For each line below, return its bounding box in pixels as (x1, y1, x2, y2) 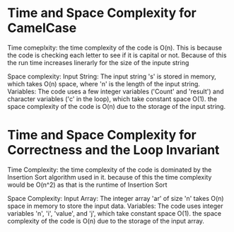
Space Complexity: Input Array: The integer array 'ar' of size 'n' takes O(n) (7, 194, 224, 202)
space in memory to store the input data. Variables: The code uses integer (7, 202, 223, 210)
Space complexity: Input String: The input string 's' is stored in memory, (7, 72, 217, 81)
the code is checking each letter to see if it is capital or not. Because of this (7, 51, 227, 59)
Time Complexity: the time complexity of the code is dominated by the (7, 165, 212, 174)
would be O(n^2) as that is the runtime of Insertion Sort (7, 180, 168, 189)
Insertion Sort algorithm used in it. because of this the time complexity (7, 173, 212, 181)
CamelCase (7, 20, 77, 36)
